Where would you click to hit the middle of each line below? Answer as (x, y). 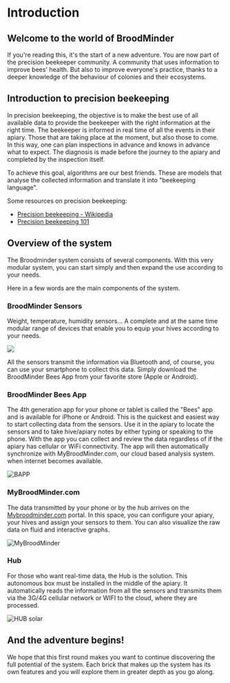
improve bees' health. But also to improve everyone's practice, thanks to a (113, 69)
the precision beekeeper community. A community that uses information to (113, 62)
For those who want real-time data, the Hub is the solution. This (97, 576)
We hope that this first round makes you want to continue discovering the (111, 657)
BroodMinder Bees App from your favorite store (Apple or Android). (103, 376)
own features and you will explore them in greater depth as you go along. (111, 671)
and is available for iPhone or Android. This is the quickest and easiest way (113, 417)
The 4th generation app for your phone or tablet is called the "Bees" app (110, 410)
